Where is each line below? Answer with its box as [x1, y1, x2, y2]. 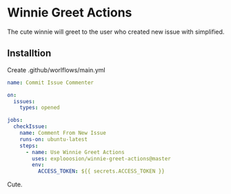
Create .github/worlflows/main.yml [7, 65, 106, 74]
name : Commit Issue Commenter [7, 79, 94, 86]
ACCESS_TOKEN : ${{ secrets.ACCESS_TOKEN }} [37, 168, 165, 175]
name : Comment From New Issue [19, 129, 107, 136]
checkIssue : [13, 123, 48, 130]
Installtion [7, 47, 52, 59]
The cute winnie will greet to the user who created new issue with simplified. [7, 28, 225, 36]
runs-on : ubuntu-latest [19, 136, 88, 142]
